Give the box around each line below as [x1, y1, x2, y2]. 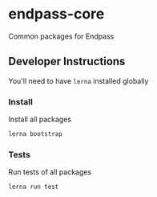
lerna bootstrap [8, 130, 62, 138]
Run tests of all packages [8, 167, 92, 177]
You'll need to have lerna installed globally [8, 76, 149, 85]
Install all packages [8, 114, 72, 125]
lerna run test [8, 183, 59, 191]
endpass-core [8, 5, 105, 23]
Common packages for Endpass [8, 31, 115, 41]
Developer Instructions [8, 55, 126, 68]
